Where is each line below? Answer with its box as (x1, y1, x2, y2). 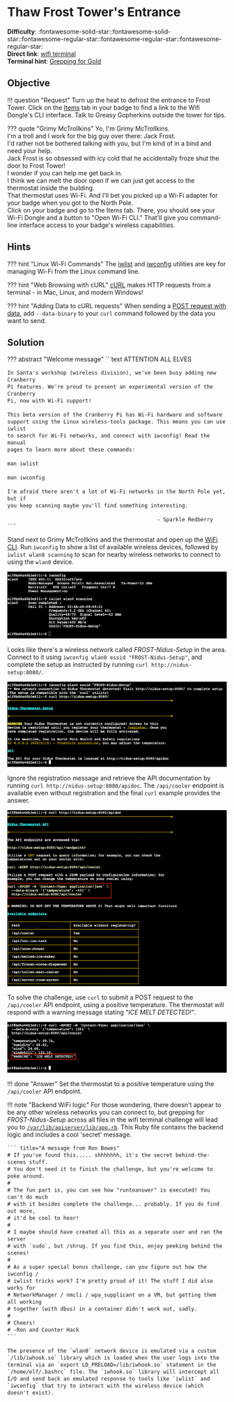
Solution (7, 336, 45, 348)
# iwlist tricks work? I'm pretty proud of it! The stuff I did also (7, 1278, 214, 1285)
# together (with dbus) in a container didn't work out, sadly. (7, 1306, 198, 1313)
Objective (7, 78, 51, 89)
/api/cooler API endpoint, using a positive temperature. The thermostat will (7, 1001, 224, 1009)
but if (7, 496, 26, 503)
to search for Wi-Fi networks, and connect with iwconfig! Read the (7, 433, 210, 440)
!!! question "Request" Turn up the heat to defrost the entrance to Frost (7, 96, 211, 104)
